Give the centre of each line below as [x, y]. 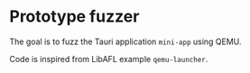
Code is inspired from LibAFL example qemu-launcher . [109, 59]
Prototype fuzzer [74, 17]
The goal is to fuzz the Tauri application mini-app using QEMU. [125, 41]
